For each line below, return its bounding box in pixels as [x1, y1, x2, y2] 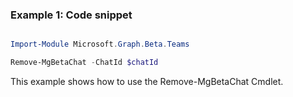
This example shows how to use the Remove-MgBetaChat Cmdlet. [10, 76, 284, 88]
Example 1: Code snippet [10, 8, 133, 22]
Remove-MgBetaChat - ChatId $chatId [10, 58, 159, 68]
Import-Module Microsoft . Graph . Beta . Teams [10, 39, 190, 50]
